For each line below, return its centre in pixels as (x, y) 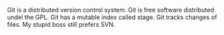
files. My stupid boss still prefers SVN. (61, 24)
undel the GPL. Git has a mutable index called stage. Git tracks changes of (112, 17)
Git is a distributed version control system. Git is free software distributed (111, 10)
